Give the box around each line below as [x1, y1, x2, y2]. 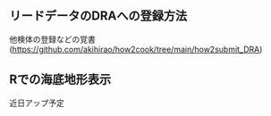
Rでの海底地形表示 [9, 72, 112, 87]
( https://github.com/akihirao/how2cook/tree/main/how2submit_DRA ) [9, 44, 263, 54]
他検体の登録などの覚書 [9, 34, 96, 45]
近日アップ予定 [9, 97, 64, 108]
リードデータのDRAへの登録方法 [9, 8, 188, 24]
